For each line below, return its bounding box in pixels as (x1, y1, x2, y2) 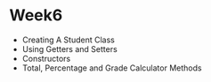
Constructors (21, 53, 71, 63)
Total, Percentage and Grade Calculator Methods (21, 63, 202, 73)
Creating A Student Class (21, 34, 116, 45)
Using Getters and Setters (21, 43, 118, 54)
